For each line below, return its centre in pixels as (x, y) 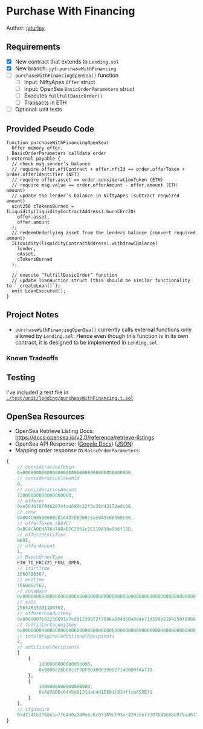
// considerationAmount (47, 490)
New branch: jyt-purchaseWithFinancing (66, 68)
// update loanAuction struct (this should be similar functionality (101, 281)
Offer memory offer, (37, 148)
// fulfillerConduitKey (47, 625)
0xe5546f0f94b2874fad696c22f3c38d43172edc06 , (76, 507)
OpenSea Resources (46, 417)
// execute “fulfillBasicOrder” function (65, 275)
